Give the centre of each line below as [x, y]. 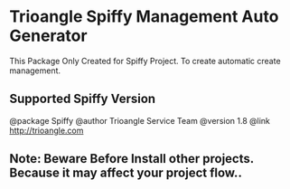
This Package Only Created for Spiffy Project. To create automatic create [145, 61]
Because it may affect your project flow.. [126, 173]
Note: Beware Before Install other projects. [132, 159]
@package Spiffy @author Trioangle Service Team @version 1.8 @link [140, 120]
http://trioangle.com [47, 130]
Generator [48, 36]
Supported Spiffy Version [83, 99]
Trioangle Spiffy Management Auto [144, 17]
